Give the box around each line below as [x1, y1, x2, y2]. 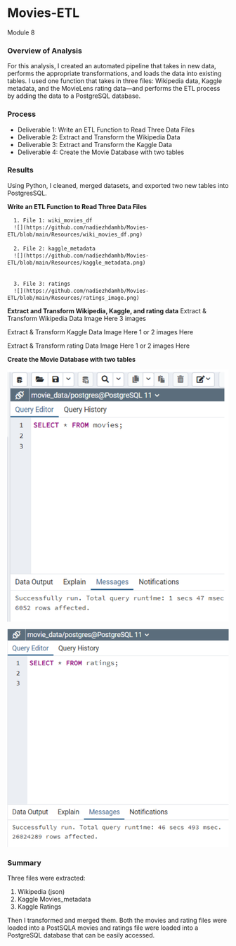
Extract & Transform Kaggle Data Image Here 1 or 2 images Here [7, 327, 194, 336]
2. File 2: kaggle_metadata [13, 245, 96, 252]
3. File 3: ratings [13, 280, 71, 287]
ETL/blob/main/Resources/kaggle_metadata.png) [7, 259, 146, 266]
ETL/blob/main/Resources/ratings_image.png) [7, 294, 140, 301]
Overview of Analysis [7, 46, 82, 56]
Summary [7, 857, 42, 867]
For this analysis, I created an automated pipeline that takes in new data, [7, 62, 216, 70]
